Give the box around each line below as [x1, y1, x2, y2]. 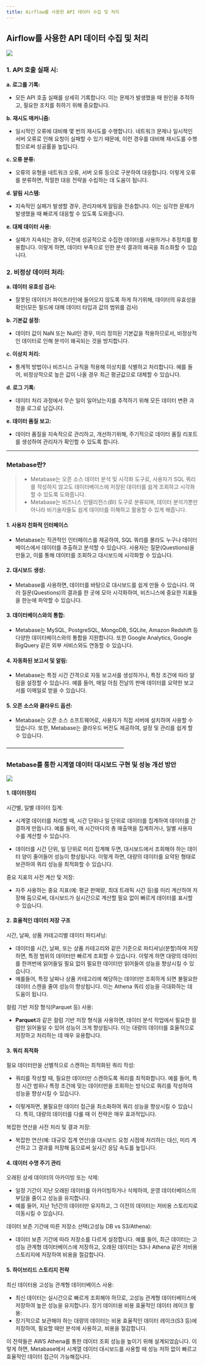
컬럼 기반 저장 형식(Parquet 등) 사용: [6, 1004, 93, 1011]
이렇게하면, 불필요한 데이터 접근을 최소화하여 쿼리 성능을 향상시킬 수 [15, 1103, 177, 1110]
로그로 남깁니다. [26, 405, 65, 412]
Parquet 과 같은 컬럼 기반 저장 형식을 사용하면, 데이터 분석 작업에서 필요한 [15, 1016, 190, 1024]
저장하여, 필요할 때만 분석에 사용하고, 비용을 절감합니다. [15, 1324, 148, 1332]
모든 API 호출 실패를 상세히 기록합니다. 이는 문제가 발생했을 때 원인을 [15, 94, 179, 101]
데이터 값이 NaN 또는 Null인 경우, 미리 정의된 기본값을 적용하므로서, [15, 329, 176, 337]
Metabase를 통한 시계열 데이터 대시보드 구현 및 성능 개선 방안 [6, 760, 177, 769]
